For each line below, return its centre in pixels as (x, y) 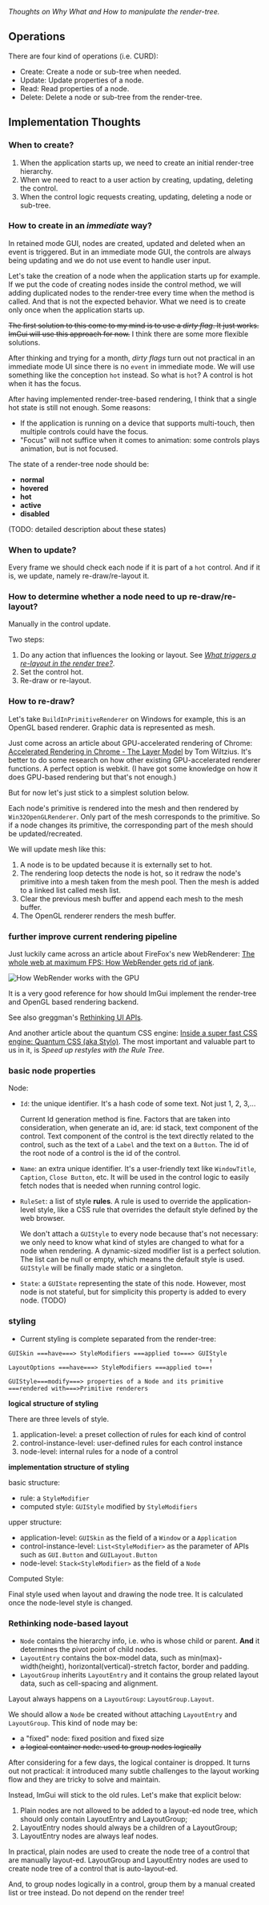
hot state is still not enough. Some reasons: (79, 407)
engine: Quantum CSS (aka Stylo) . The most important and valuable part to (132, 1041)
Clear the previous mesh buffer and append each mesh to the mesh (131, 898)
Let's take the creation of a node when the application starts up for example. (134, 276)
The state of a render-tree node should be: (79, 464)
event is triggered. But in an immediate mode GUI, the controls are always (130, 252)
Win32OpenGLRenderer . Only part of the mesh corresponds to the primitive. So (134, 816)
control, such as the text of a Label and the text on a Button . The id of (134, 1145)
